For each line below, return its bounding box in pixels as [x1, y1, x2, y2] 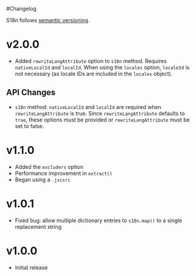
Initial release [14, 263, 48, 271]
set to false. [14, 122, 44, 129]
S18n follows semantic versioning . [6, 17, 90, 23]
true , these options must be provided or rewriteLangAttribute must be [14, 116, 190, 123]
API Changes [6, 87, 56, 98]
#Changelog [6, 5, 37, 12]
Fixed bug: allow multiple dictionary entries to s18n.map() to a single [14, 217, 182, 224]
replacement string [14, 223, 62, 230]
